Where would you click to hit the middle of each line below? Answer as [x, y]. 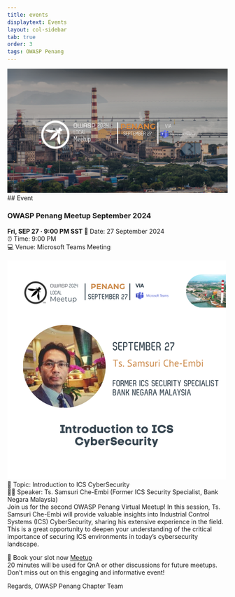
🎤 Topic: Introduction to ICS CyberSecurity [69, 484]
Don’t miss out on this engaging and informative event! [86, 572]
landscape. [23, 544]
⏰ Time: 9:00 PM [32, 239]
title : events [28, 15]
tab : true [22, 37]
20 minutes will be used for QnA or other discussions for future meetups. [113, 565]
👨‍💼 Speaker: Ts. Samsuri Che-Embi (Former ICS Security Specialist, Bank [113, 492]
